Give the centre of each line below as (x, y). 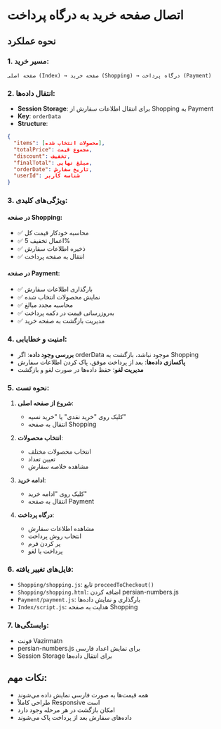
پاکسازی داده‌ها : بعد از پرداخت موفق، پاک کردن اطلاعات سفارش (101, 362)
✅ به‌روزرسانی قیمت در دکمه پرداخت (66, 313)
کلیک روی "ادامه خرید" (58, 494)
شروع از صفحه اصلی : (45, 403)
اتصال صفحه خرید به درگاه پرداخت (95, 15)
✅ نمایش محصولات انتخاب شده (59, 297)
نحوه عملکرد (32, 41)
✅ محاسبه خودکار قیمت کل (53, 233)
